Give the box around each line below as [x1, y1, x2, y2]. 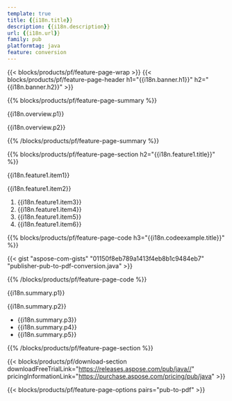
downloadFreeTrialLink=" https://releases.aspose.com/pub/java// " [7, 364, 194, 373]
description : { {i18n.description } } [7, 23, 110, 30]
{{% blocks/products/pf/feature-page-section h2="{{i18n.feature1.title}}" [7, 150, 215, 158]
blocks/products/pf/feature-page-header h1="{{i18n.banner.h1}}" [7, 75, 193, 83]
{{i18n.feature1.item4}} [17, 205, 82, 213]
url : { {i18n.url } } [7, 29, 60, 37]
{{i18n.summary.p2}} [7, 302, 67, 310]
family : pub [7, 36, 42, 43]
